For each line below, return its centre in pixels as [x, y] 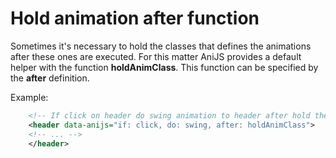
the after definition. [50, 78]
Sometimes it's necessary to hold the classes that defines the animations [161, 46]
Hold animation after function [135, 18]
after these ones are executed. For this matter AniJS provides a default [156, 56]
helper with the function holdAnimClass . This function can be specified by [164, 67]
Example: [29, 97]
